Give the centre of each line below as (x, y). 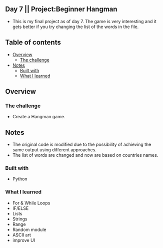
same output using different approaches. (54, 150)
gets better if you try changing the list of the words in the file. (75, 27)
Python (20, 179)
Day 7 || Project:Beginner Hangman (61, 9)
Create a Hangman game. (39, 117)
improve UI (24, 240)
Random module (29, 229)
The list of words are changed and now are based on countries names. (85, 155)
